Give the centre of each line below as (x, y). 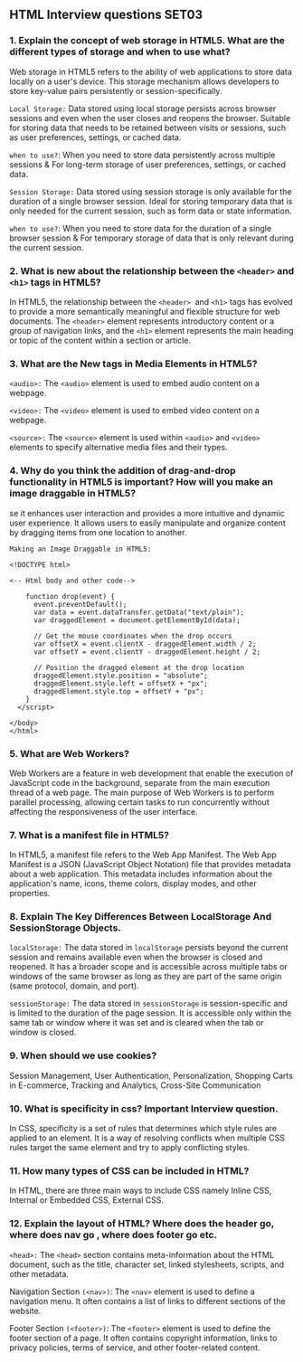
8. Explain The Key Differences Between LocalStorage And (141, 917)
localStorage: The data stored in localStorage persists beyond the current (149, 948)
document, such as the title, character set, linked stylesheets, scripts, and (147, 1264)
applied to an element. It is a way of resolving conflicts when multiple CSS (147, 1138)
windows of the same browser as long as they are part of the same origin (146, 977)
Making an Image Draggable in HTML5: (80, 549)
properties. (30, 894)
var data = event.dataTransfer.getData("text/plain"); (139, 612)
